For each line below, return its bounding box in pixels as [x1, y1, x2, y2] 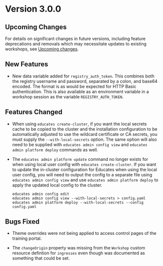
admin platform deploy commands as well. [12, 147, 99, 152]
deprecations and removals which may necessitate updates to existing [5, 41, 147, 47]
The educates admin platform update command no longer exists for [12, 156, 148, 162]
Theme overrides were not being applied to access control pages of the [12, 230, 157, 236]
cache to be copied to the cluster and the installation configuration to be [12, 126, 158, 132]
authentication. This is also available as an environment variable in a [12, 89, 149, 95]
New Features [5, 60, 48, 69]
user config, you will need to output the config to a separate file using [12, 171, 152, 177]
